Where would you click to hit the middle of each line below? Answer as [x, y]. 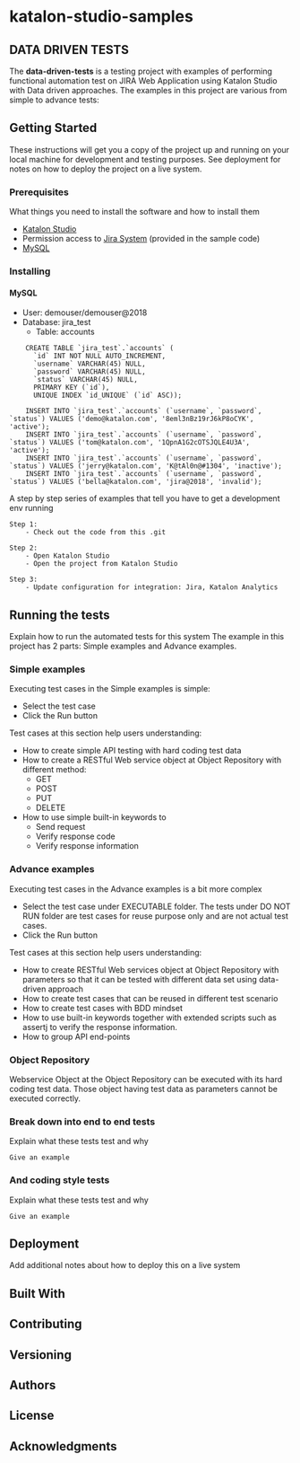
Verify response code [75, 836]
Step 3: [24, 580]
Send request [60, 827]
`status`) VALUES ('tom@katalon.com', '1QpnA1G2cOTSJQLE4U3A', [130, 443]
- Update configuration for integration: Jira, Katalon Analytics [152, 587]
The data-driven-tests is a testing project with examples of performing [141, 71]
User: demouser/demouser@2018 [85, 313]
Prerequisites [39, 192]
